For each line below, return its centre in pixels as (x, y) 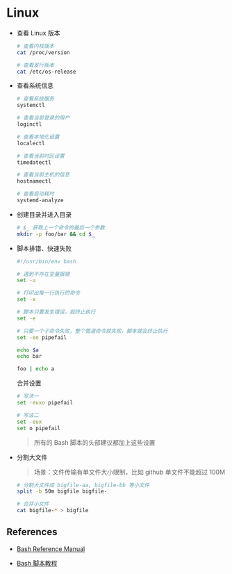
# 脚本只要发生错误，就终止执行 (56, 312)
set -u (26, 280)
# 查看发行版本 (35, 65)
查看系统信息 (35, 85)
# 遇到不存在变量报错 (43, 274)
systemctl (31, 106)
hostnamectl (34, 181)
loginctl (29, 124)
